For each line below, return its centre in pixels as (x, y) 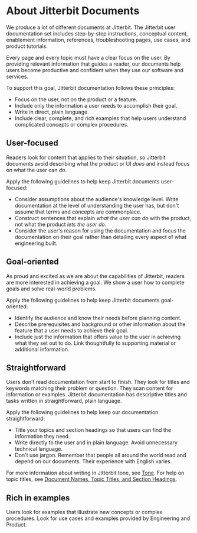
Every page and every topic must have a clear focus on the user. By (88, 57)
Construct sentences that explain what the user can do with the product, (103, 218)
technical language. (39, 449)
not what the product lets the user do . (60, 224)
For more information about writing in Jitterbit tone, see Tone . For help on (95, 473)
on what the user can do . (36, 170)
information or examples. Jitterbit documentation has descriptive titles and (97, 395)
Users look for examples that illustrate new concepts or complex (84, 512)
